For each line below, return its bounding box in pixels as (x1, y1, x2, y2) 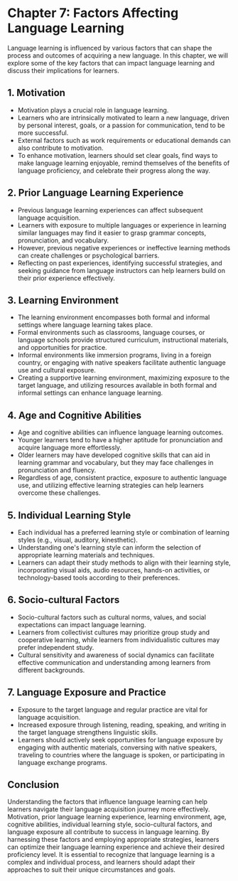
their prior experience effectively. (17, 274, 116, 282)
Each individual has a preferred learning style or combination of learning (17, 528, 229, 536)
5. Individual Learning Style (7, 509, 131, 521)
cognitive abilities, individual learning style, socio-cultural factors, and (7, 820, 212, 829)
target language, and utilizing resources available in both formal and (17, 381, 217, 390)
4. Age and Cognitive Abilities (7, 409, 142, 421)
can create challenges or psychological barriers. (17, 251, 160, 260)
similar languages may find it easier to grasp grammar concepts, (17, 228, 207, 237)
